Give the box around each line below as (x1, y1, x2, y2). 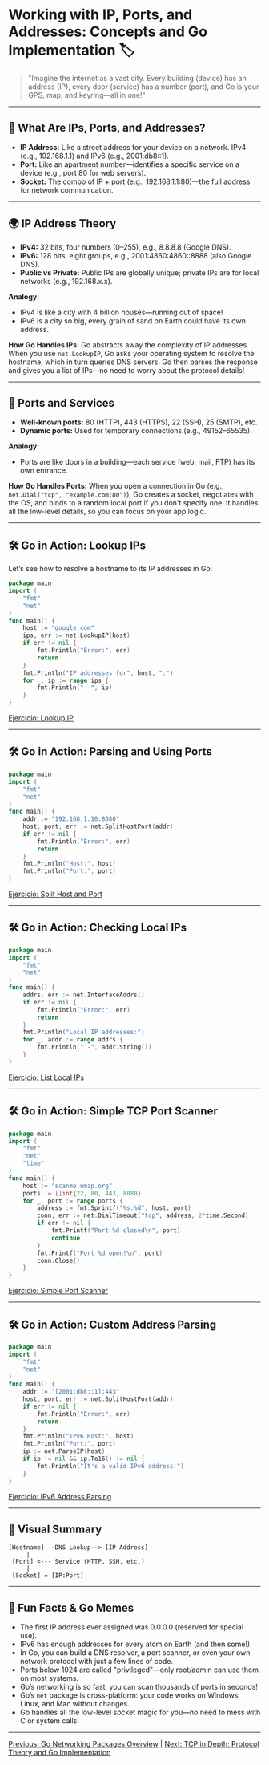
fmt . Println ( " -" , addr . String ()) (37, 1043, 152, 1052)
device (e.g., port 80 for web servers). (19, 168, 147, 177)
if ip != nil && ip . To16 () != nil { (22, 1455, 146, 1463)
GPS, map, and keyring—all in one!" (27, 90, 146, 99)
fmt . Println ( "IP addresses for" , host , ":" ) (22, 668, 174, 677)
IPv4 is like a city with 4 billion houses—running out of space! (19, 307, 223, 317)
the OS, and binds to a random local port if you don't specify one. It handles (8, 498, 259, 508)
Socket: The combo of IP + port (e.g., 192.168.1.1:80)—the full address (19, 176, 251, 186)
